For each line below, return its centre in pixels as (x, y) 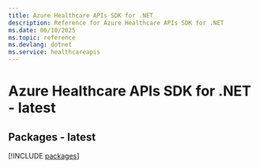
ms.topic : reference (42, 37)
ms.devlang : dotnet (40, 45)
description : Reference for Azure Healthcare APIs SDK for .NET (116, 23)
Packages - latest (52, 137)
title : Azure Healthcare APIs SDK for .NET (81, 15)
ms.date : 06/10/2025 (42, 30)
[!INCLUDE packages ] (44, 156)
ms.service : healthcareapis (54, 52)
